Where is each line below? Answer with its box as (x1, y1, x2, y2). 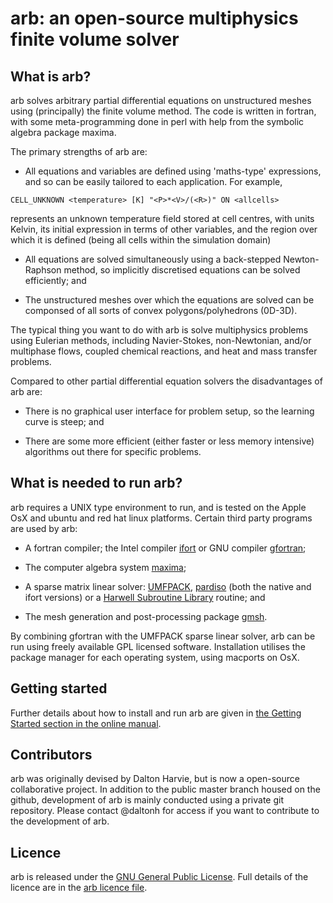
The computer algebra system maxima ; (24, 561, 187, 573)
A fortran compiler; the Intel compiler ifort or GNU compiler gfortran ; (24, 542, 307, 554)
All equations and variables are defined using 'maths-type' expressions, (24, 165, 322, 177)
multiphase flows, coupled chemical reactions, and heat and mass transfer (10, 345, 318, 357)
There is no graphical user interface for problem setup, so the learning (24, 405, 315, 417)
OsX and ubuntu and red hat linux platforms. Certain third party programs (10, 512, 313, 524)
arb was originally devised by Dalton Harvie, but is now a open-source (10, 773, 300, 785)
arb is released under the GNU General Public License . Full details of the (10, 871, 309, 883)
